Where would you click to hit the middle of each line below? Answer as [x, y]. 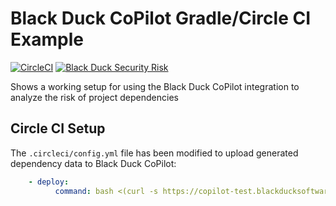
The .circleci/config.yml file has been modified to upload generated [154, 153]
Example [47, 39]
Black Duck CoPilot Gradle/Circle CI [161, 18]
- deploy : [49, 182]
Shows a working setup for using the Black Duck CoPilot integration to [155, 86]
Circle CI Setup [58, 128]
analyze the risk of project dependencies [94, 97]
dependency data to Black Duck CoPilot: [93, 163]
